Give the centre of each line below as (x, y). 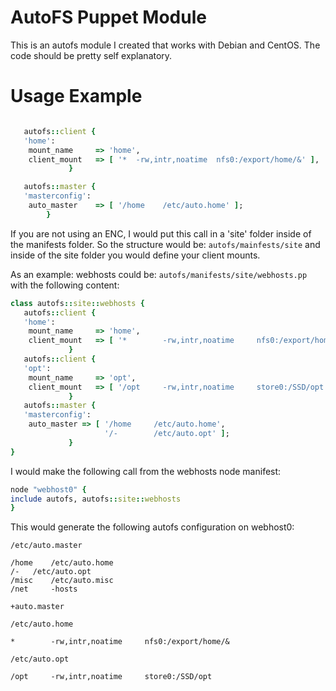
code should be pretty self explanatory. (91, 55)
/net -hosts (44, 589)
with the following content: (65, 285)
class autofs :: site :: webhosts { (77, 303)
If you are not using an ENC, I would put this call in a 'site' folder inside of (161, 233)
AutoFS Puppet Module (108, 17)
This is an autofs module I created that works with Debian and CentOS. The (165, 45)
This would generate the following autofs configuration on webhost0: (152, 527)
